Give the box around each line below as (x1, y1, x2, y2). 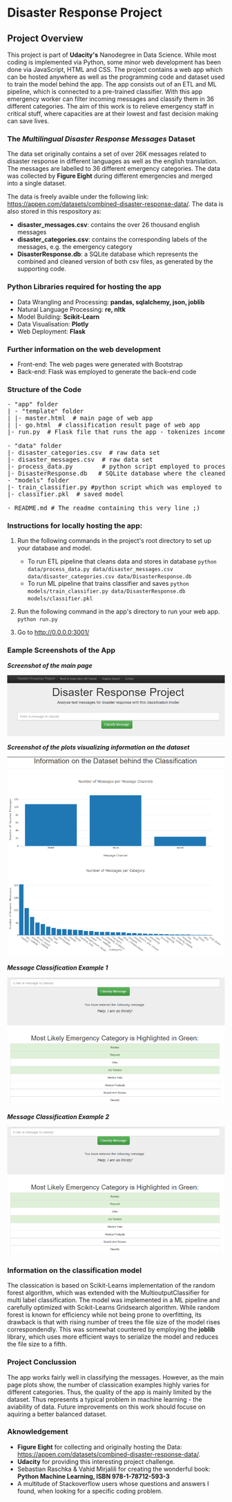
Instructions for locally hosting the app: (7, 521, 143, 530)
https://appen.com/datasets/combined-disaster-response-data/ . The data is (7, 200, 224, 208)
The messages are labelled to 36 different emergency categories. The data (7, 165, 220, 173)
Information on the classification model (7, 1265, 142, 1275)
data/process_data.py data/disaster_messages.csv (27, 566, 174, 573)
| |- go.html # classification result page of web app (7, 421, 200, 429)
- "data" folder (7, 442, 62, 450)
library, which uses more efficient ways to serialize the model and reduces (7, 1333, 219, 1341)
